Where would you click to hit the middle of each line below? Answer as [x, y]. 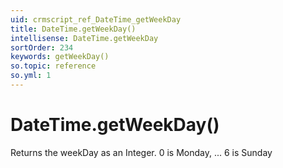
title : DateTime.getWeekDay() [73, 29]
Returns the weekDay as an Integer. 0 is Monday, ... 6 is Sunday [141, 152]
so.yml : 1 [31, 76]
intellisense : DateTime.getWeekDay [84, 38]
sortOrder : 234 [42, 47]
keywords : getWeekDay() [60, 57]
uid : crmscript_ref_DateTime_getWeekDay [96, 19]
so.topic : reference [53, 66]
